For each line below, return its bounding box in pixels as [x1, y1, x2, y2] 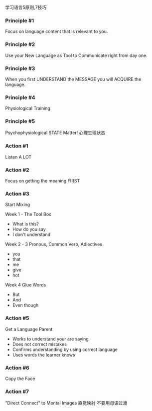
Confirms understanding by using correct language [12, 346, 118, 352]
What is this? [12, 221, 39, 227]
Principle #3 [5, 64, 35, 71]
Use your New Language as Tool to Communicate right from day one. [5, 52, 148, 58]
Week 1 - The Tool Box [5, 211, 51, 217]
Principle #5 [5, 118, 35, 125]
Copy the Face [5, 375, 35, 381]
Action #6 [5, 364, 30, 371]
